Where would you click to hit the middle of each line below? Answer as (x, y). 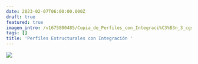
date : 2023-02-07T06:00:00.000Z (46, 11)
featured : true (25, 22)
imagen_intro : (24, 28)
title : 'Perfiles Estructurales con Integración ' (70, 38)
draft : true (21, 17)
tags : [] (17, 33)
